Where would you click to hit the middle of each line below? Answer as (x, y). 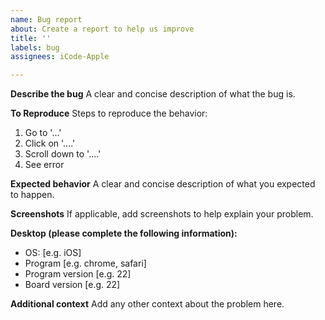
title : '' (31, 38)
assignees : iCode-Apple (60, 57)
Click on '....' (50, 143)
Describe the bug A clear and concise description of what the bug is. (153, 94)
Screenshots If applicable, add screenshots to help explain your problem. (162, 214)
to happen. (32, 195)
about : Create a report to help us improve (102, 29)
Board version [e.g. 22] (72, 285)
